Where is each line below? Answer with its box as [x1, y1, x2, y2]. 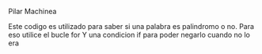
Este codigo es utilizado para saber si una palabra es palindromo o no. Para [8, 22, 255, 31]
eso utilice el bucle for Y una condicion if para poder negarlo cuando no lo [8, 31, 251, 39]
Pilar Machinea [8, 7, 57, 16]
